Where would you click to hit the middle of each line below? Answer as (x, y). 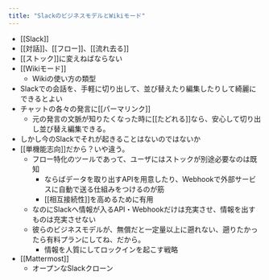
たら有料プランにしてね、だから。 (89, 239)
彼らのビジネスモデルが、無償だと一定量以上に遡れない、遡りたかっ (145, 229)
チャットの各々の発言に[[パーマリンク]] (85, 109)
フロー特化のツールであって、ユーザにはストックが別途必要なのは (141, 159)
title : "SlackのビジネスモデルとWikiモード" (77, 16)
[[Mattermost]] (45, 258)
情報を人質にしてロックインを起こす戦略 (111, 249)
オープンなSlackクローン (72, 268)
